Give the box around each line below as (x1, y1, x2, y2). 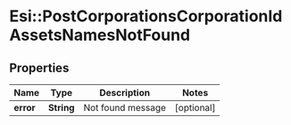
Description (99, 87, 150, 98)
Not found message (83, 102, 167, 113)
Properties (9, 60, 70, 75)
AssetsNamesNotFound (9, 25, 191, 45)
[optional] (174, 102, 216, 113)
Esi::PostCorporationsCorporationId (9, 6, 283, 27)
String (47, 102, 75, 113)
